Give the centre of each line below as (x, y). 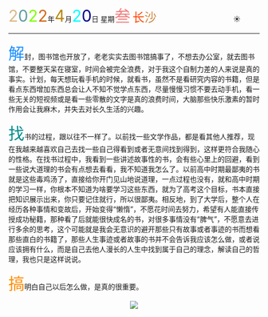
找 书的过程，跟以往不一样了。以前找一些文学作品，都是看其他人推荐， (128, 133)
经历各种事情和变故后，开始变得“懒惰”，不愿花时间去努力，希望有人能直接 (130, 209)
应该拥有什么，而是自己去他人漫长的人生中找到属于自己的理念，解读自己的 (130, 249)
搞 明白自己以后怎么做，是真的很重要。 (76, 284)
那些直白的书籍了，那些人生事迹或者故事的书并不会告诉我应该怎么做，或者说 (134, 239)
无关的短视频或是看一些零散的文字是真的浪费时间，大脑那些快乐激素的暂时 (137, 99)
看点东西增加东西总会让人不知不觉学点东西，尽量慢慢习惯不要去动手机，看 (130, 89)
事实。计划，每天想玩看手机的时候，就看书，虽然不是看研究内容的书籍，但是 (134, 79)
